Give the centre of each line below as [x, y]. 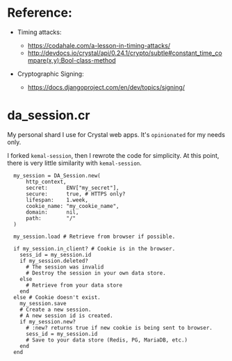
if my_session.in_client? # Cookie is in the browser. [94, 248]
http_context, [46, 182]
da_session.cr [49, 115]
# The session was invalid [65, 267]
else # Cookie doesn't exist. [57, 297]
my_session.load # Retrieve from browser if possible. [94, 236]
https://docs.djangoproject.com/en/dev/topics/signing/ [106, 87]
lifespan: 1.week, [57, 200]
